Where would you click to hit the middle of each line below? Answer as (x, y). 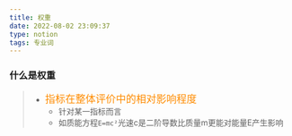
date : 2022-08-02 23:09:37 (60, 26)
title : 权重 (30, 17)
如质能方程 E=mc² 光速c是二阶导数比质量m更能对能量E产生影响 (171, 123)
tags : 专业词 (31, 42)
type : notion (34, 34)
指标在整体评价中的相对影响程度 (121, 99)
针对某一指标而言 (90, 111)
